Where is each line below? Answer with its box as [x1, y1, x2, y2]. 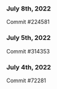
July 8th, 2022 [6, 4, 51, 13]
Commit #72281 [6, 77, 47, 84]
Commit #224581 [6, 18, 50, 26]
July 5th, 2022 [6, 34, 51, 42]
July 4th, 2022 [6, 63, 51, 71]
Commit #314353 [6, 47, 50, 55]
